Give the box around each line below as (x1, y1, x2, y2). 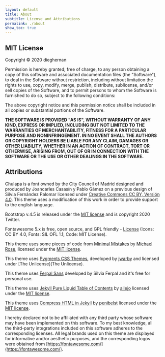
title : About (5, 12, 32, 17)
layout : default (5, 7, 38, 12)
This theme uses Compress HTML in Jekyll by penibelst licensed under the (5, 300, 157, 306)
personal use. (5, 275, 33, 281)
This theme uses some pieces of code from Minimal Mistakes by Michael (5, 241, 153, 247)
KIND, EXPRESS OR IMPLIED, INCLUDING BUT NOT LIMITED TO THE (5, 122, 145, 128)
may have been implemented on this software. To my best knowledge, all (5, 320, 153, 325)
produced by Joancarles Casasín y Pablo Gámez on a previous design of (5, 186, 153, 192)
